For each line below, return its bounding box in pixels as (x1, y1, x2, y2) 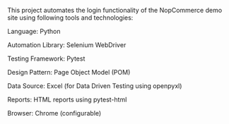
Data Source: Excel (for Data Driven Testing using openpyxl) (7, 82, 182, 90)
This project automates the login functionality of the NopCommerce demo (7, 6, 223, 14)
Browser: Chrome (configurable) (7, 109, 102, 117)
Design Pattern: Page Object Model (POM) (7, 68, 131, 76)
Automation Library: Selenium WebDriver (7, 41, 127, 49)
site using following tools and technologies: (7, 13, 134, 22)
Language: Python (7, 27, 61, 35)
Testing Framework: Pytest (7, 54, 86, 63)
